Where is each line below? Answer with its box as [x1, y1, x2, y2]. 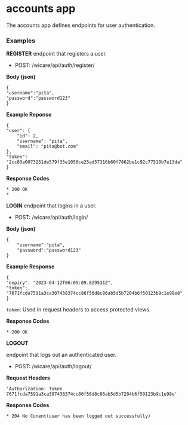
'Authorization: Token [6, 386, 63, 392]
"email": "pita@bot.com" [17, 143, 79, 149]
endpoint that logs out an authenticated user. [6, 351, 117, 359]
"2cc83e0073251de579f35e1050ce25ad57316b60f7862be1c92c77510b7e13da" [6, 159, 183, 166]
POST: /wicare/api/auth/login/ [14, 214, 88, 221]
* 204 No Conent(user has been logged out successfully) [6, 413, 151, 420]
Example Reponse [6, 111, 52, 118]
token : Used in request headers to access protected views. [6, 306, 151, 313]
